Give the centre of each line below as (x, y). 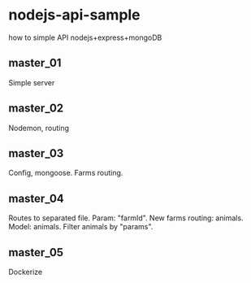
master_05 (36, 253)
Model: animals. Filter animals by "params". (81, 227)
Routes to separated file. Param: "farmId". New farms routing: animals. (126, 218)
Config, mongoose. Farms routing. (66, 173)
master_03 (36, 153)
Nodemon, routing (39, 128)
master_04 (37, 198)
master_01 (35, 63)
